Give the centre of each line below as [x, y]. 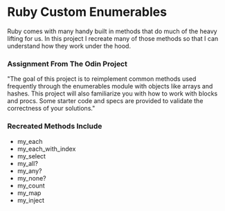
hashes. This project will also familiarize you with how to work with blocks [112, 93]
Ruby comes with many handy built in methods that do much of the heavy [112, 31]
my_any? [29, 171]
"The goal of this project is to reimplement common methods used [102, 79]
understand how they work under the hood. [69, 46]
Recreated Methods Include [55, 127]
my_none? [31, 178]
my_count [31, 185]
